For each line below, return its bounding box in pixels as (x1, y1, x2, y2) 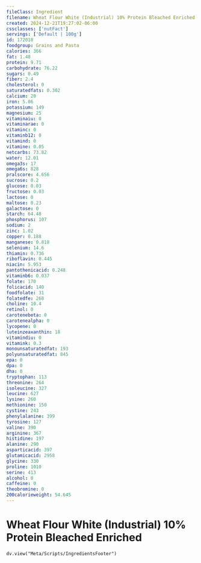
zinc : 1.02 (6, 228, 34, 234)
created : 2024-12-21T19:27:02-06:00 (6, 20, 98, 26)
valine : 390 (6, 424, 36, 431)
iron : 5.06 (6, 98, 34, 105)
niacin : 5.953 (6, 262, 42, 268)
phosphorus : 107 (6, 217, 47, 223)
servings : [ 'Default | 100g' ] (6, 31, 82, 37)
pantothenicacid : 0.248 (6, 267, 66, 274)
